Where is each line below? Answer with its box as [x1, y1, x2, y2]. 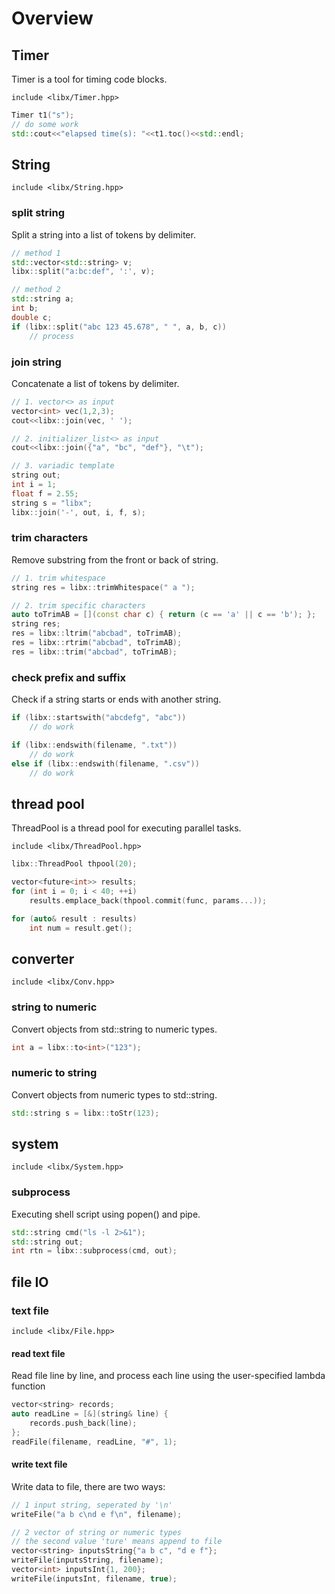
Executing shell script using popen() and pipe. [11, 1208, 201, 1220]
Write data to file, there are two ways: [11, 1480, 166, 1492]
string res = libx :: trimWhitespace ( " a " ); [11, 582, 196, 592]
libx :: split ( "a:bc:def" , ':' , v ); [11, 267, 156, 277]
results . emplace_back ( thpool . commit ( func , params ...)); [29, 895, 268, 906]
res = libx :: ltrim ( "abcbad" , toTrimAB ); [11, 628, 183, 639]
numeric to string [11, 1066, 98, 1080]
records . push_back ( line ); [29, 1418, 138, 1428]
